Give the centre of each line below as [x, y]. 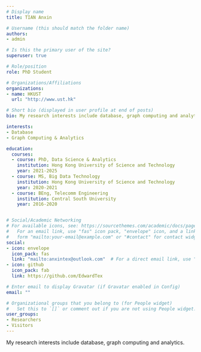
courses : [22, 154]
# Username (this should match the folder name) [68, 28]
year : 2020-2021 [37, 187]
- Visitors [20, 326]
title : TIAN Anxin [29, 17]
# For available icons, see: [42, 226]
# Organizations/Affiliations [44, 83]
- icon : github [25, 265]
